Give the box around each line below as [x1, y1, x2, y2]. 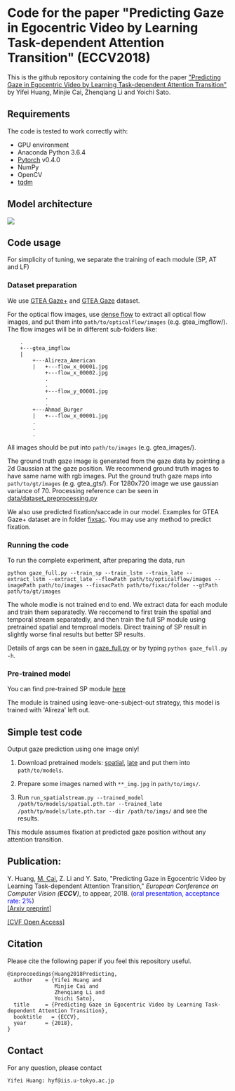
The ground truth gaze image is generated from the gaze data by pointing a [7, 457, 225, 465]
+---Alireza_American [32, 357, 96, 364]
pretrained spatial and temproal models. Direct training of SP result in [7, 622, 207, 631]
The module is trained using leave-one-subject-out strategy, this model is [7, 698, 220, 707]
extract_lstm [7, 575, 46, 582]
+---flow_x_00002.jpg [44, 369, 109, 377]
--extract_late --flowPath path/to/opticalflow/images [48, 575, 212, 582]
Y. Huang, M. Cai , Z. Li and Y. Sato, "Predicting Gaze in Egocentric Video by [7, 874, 227, 882]
